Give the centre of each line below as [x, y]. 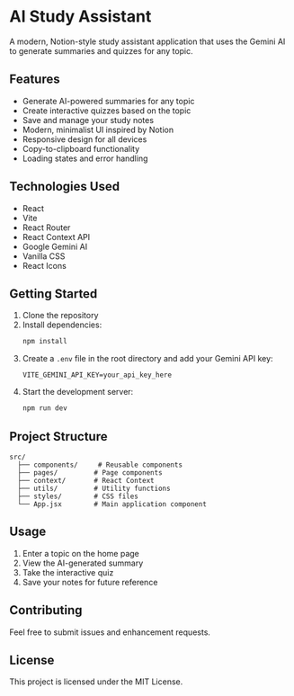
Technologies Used [64, 187]
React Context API [56, 236]
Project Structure [58, 437]
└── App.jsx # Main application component [112, 504]
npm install [45, 342]
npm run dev [45, 408]
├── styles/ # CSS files [78, 496]
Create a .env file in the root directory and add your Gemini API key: [147, 359]
